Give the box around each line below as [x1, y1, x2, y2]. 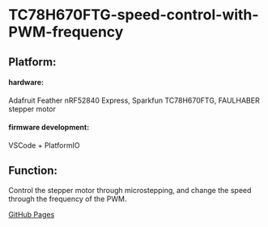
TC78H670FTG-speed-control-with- [8, 6, 259, 24]
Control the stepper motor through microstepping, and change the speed [8, 185, 252, 195]
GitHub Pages [8, 209, 55, 219]
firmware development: [8, 123, 90, 132]
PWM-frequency [8, 23, 124, 41]
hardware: [8, 78, 45, 87]
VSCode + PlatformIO [8, 140, 80, 150]
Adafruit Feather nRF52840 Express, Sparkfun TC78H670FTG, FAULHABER [8, 95, 261, 105]
